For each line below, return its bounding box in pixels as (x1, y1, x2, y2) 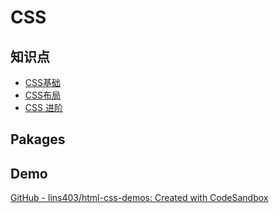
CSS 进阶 (24, 102, 63, 113)
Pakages (10, 131, 66, 148)
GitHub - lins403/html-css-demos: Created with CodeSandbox (10, 192, 269, 204)
